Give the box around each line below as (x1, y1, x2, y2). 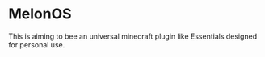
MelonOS (8, 5, 72, 23)
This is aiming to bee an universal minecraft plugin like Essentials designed (8, 31, 258, 41)
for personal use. (8, 39, 65, 49)
